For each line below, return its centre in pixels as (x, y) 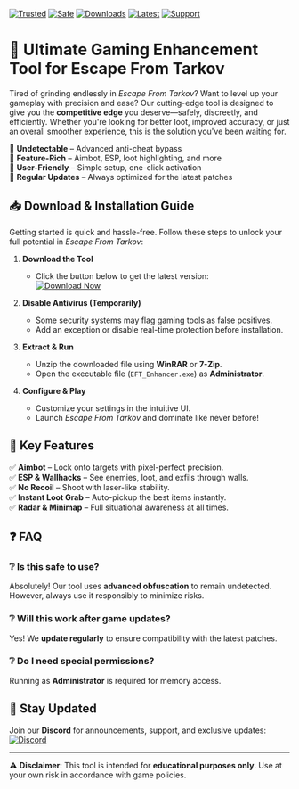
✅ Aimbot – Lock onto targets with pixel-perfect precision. (117, 467)
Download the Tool (57, 259)
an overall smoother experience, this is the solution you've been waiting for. (148, 131)
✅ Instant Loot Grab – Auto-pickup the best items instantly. (118, 497)
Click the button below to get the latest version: (122, 275)
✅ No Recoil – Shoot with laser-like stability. (90, 487)
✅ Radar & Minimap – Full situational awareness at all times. (119, 507)
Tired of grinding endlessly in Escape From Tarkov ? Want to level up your (144, 93)
